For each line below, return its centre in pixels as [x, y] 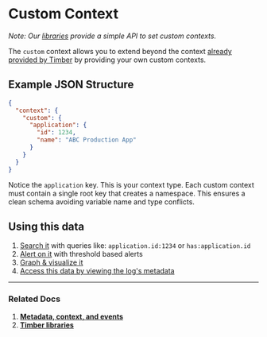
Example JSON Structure [71, 85]
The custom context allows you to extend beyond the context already [120, 51]
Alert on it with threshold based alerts [81, 254]
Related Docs [35, 299]
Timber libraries [46, 325]
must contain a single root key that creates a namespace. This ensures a [127, 193]
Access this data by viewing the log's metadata [97, 271]
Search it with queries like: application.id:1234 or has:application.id [135, 246]
